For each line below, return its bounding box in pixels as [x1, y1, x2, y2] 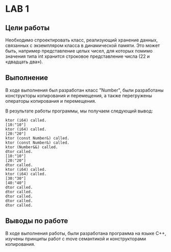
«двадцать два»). [5, 59, 43, 64]
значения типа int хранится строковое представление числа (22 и [5, 53, 150, 59]
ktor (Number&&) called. [5, 144, 58, 150]
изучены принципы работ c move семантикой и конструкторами [5, 236, 146, 242]
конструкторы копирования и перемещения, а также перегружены [5, 93, 152, 99]
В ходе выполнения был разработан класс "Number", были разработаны [5, 87, 164, 93]
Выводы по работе [5, 217, 68, 225]
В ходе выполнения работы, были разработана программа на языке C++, [5, 230, 166, 236]
